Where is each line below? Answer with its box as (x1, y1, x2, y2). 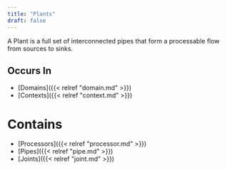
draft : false (7, 17, 46, 24)
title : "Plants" (7, 10, 56, 18)
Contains (7, 116, 63, 132)
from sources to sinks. (7, 44, 74, 53)
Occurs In (7, 65, 52, 77)
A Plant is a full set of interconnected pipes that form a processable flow (7, 36, 220, 45)
